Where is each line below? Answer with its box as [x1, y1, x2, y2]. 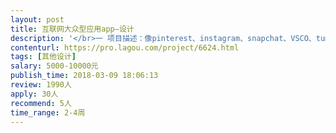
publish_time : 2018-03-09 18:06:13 [10, 71, 159, 81]
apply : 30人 [10, 89, 59, 99]
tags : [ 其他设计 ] [10, 52, 77, 62]
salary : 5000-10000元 [10, 61, 99, 71]
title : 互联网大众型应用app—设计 [10, 24, 135, 34]
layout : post [10, 14, 65, 25]
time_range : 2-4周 [10, 107, 86, 118]
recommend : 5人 [10, 98, 72, 108]
